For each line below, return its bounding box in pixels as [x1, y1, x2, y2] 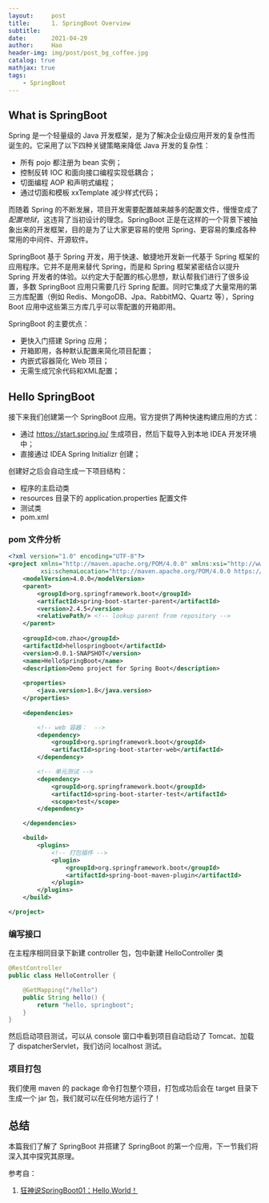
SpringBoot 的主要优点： [8, 319, 90, 329]
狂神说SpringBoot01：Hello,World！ [19, 1185, 139, 1195]
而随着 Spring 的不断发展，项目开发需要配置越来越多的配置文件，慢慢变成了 [8, 205, 259, 215]
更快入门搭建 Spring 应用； [19, 336, 110, 345]
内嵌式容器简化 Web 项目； [19, 356, 110, 365]
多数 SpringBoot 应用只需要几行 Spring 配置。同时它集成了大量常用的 [22, 282, 251, 292]
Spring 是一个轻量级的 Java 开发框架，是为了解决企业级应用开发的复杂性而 [8, 131, 255, 140]
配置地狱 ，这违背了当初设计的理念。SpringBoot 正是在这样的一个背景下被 [8, 215, 251, 224]
